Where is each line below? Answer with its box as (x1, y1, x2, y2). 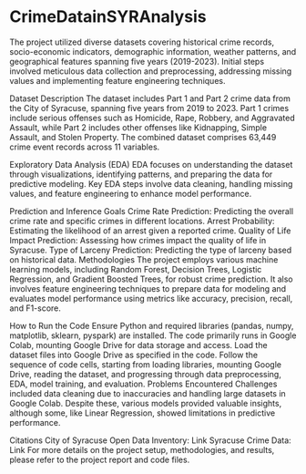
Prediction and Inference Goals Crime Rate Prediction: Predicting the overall (9, 205, 294, 216)
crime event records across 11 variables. (9, 141, 160, 152)
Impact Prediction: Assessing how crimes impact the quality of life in (9, 234, 267, 245)
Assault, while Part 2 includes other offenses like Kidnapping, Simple (9, 121, 267, 133)
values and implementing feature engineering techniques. (9, 75, 226, 86)
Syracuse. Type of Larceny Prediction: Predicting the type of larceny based (9, 244, 292, 255)
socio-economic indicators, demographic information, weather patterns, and (9, 46, 297, 57)
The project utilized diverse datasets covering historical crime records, (9, 36, 275, 47)
